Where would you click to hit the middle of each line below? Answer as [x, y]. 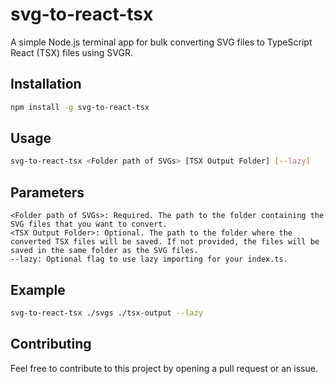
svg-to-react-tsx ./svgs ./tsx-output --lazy [106, 313]
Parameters [47, 192]
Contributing [51, 344]
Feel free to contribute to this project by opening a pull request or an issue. [164, 368]
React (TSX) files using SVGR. [72, 52]
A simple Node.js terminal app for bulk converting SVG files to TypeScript [161, 42]
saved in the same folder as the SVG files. [104, 251]
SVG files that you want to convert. [89, 224]
